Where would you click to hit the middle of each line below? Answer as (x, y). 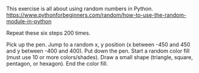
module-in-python (29, 21)
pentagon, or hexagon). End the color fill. (57, 63)
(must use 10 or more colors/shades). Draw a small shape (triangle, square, (99, 57)
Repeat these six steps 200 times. (48, 33)
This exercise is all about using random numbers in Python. (80, 9)
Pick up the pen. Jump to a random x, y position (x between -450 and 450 (98, 45)
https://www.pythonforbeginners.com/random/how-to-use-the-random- (96, 15)
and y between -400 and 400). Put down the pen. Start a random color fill (98, 51)
